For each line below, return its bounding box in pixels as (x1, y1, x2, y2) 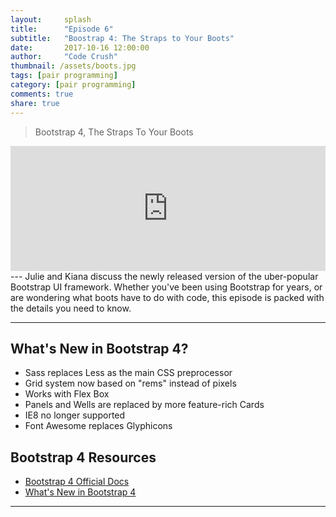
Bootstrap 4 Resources (10, 449, 157, 466)
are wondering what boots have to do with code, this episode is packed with (10, 291, 325, 303)
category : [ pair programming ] (10, 80, 137, 90)
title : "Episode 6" (10, 24, 114, 34)
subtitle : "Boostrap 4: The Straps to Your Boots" (10, 33, 235, 43)
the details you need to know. (10, 302, 132, 314)
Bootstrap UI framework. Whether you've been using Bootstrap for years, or (10, 281, 323, 293)
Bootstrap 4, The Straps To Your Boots (34, 126, 194, 138)
